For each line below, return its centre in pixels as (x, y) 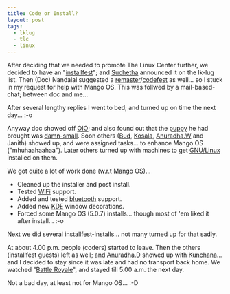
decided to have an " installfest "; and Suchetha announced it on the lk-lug (111, 72)
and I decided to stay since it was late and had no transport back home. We (114, 262)
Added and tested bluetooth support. (69, 199)
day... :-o (20, 115)
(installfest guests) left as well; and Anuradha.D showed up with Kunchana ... (115, 255)
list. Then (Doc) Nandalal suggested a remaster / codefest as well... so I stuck (115, 80)
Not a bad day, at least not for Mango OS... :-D (73, 283)
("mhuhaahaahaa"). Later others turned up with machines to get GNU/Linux (114, 150)
